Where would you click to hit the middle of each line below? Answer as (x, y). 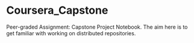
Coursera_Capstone (57, 10)
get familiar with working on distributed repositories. (71, 33)
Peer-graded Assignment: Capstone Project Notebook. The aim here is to (97, 27)
